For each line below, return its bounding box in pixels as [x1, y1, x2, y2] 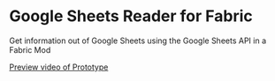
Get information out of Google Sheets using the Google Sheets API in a [9, 35, 267, 46]
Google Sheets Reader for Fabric [9, 6, 254, 26]
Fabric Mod [9, 44, 51, 55]
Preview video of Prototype [9, 62, 109, 72]
